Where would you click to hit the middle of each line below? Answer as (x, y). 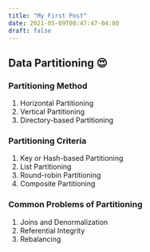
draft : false (30, 30)
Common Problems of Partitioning (75, 205)
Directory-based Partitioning (67, 120)
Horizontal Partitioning (57, 103)
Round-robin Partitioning (60, 175)
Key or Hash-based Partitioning (71, 158)
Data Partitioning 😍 (58, 63)
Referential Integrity (52, 230)
